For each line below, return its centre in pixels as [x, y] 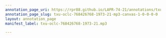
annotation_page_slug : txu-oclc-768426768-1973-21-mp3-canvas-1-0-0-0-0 [82, 14]
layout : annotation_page [31, 19]
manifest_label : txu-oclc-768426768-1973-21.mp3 [56, 23]
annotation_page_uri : [27, 10]
